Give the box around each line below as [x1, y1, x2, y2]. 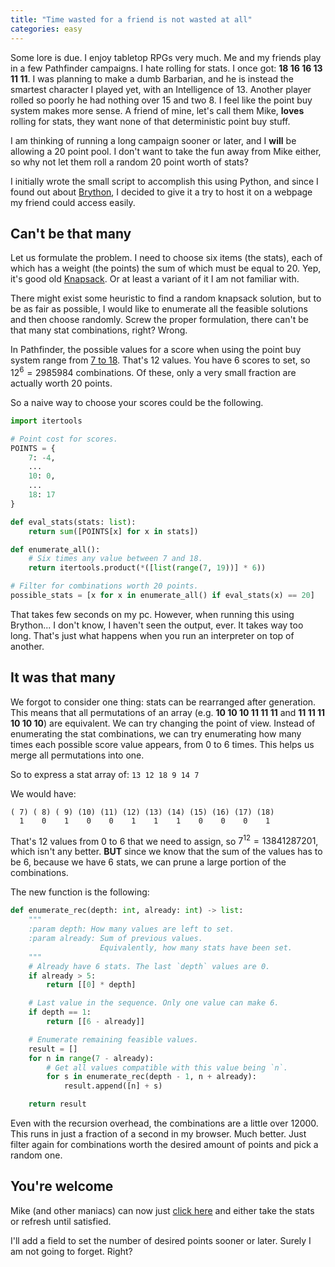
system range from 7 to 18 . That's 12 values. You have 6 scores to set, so [10, 354, 311, 366]
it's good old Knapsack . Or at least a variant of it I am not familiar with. [10, 273, 300, 285]
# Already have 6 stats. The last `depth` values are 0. [28, 961, 271, 971]
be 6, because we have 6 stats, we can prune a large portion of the [10, 856, 287, 868]
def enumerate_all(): [10, 544, 101, 555]
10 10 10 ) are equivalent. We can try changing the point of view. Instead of [10, 717, 316, 729]
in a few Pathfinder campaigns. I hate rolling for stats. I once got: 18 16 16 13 [10, 62, 323, 74]
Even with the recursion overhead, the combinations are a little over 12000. [10, 1117, 319, 1130]
